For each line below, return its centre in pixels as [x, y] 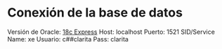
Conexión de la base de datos [95, 13]
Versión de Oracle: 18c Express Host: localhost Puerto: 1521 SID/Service [111, 32]
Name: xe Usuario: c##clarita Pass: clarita [68, 39]
